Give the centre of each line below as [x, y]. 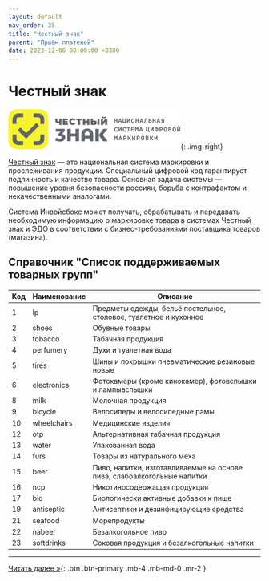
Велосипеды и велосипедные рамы [153, 412]
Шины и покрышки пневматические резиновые [174, 361]
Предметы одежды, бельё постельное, [159, 308]
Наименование [59, 297]
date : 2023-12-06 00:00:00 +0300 [64, 51]
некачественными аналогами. [60, 196]
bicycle [44, 412]
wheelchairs [52, 423]
